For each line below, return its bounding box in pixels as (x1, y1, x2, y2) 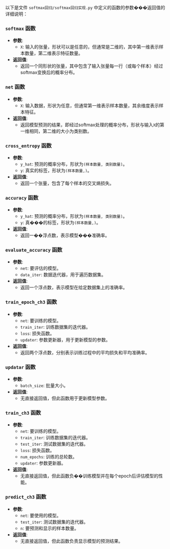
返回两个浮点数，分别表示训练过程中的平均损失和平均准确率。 (20, 349, 150, 355)
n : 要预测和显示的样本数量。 (20, 525, 79, 531)
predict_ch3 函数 (5, 493, 47, 500)
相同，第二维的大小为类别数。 (29, 128, 92, 134)
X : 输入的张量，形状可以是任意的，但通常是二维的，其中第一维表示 (20, 44, 159, 50)
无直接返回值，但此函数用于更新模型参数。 (20, 395, 110, 401)
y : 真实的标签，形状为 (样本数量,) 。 (20, 167, 92, 173)
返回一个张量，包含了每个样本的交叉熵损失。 (20, 180, 115, 186)
